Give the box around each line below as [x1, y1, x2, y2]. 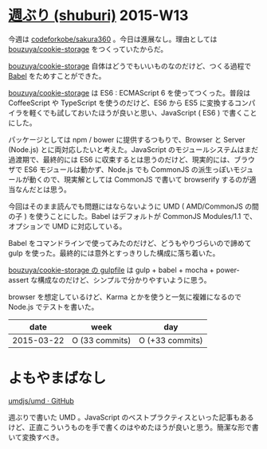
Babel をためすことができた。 [8, 71, 106, 80]
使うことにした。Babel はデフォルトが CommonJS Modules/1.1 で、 [35, 211, 257, 221]
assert [8, 275, 29, 284]
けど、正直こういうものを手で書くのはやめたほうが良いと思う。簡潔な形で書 [8, 422, 259, 431]
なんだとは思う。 [14, 184, 72, 194]
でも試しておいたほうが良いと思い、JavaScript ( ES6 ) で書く [42, 107, 244, 117]
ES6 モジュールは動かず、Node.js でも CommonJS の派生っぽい [23, 164, 234, 174]
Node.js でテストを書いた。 [8, 302, 99, 311]
